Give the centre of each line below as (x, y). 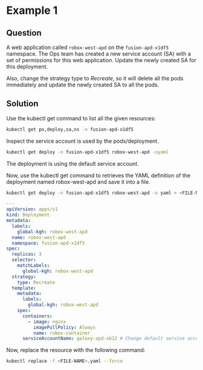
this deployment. (27, 67)
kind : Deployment (28, 215)
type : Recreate (36, 282)
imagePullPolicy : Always (64, 327)
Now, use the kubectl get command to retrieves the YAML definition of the (98, 175)
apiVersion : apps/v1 (32, 209)
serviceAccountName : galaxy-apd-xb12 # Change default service (104, 339)
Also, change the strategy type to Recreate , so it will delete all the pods (95, 78)
